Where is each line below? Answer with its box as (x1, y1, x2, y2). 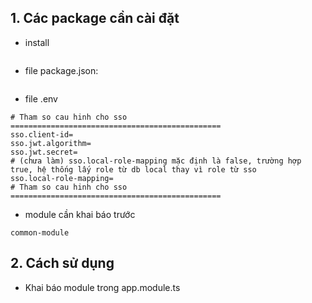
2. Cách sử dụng (10, 255, 115, 272)
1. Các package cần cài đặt (10, 10, 180, 27)
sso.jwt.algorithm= (10, 138, 92, 148)
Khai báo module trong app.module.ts (24, 281, 181, 293)
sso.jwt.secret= (10, 147, 78, 157)
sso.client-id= (10, 129, 74, 140)
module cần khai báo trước (24, 208, 136, 220)
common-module (10, 227, 70, 238)
